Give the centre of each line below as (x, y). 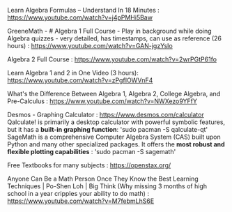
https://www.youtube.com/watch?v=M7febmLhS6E (81, 201)
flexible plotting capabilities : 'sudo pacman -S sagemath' (92, 152)
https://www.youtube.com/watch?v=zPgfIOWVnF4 (80, 80)
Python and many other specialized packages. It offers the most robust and (116, 144)
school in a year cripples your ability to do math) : (78, 194)
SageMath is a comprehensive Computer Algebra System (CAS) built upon (114, 137)
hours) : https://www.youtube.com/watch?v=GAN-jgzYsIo (90, 46)
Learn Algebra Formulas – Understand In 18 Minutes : (84, 10)
